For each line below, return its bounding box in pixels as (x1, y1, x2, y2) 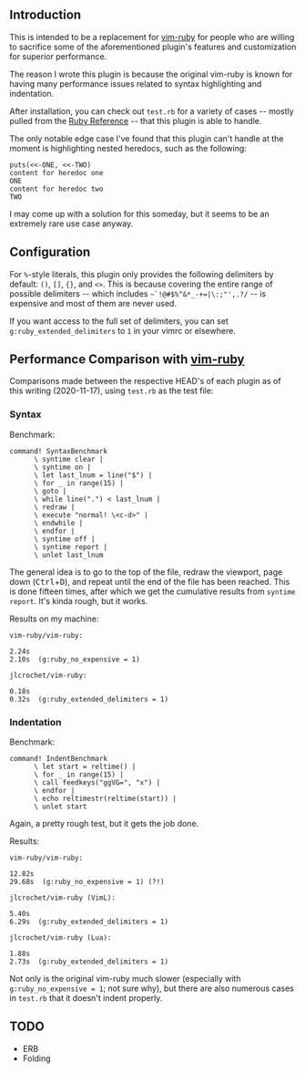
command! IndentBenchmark (9, 755, 107, 764)
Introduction (9, 7, 82, 23)
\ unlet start (33, 802, 88, 811)
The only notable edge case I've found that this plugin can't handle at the (9, 132, 284, 144)
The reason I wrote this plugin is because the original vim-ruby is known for (9, 68, 293, 79)
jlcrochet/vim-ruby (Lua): (9, 933, 112, 943)
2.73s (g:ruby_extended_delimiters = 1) (9, 957, 169, 966)
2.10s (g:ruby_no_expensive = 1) (9, 654, 141, 664)
